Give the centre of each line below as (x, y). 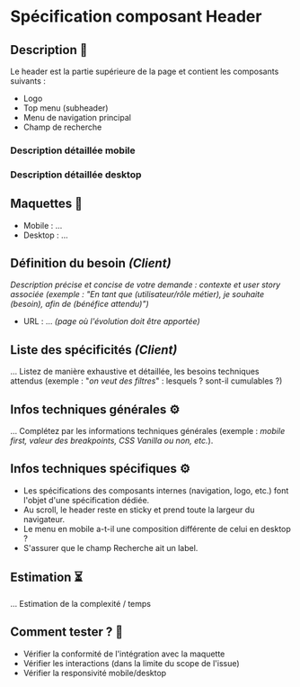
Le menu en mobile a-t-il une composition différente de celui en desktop (157, 529)
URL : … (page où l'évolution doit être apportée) (111, 321)
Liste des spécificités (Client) (94, 350)
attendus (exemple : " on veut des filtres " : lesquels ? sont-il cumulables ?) (146, 381)
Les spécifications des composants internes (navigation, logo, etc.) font (156, 490)
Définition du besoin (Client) (91, 263)
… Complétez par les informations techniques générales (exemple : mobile (148, 431)
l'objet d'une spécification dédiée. (86, 500)
